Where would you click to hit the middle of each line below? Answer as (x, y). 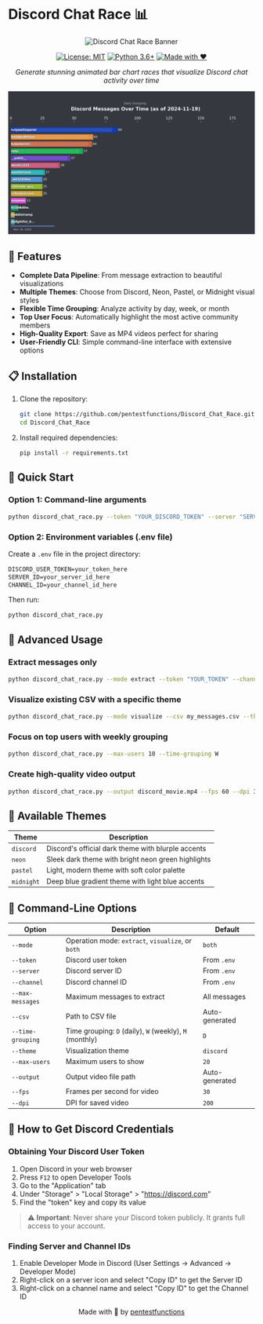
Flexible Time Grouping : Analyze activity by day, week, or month (124, 309)
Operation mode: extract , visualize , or (129, 940)
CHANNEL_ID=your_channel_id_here (63, 585)
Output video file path (101, 1077)
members (35, 325)
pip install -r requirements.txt (74, 453)
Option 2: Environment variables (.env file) (90, 537)
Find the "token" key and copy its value (83, 1202)
